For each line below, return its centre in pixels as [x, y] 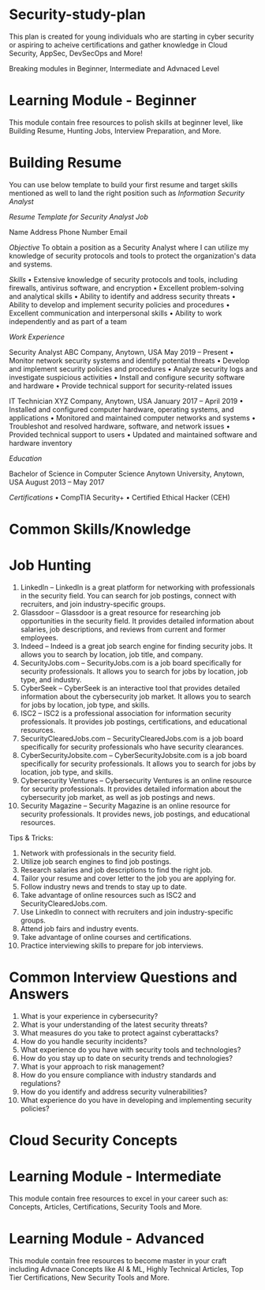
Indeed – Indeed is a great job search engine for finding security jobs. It [136, 646]
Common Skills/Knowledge [100, 529]
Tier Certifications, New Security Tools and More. [90, 1277]
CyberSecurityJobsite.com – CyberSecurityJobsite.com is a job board [134, 755]
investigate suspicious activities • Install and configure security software [127, 377]
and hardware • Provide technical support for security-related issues [121, 386]
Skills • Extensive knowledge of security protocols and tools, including [123, 279]
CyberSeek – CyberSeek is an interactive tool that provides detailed [130, 688]
